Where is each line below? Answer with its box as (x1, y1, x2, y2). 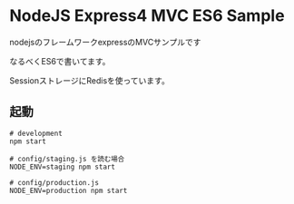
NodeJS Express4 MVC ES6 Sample (9, 5, 285, 26)
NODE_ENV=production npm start (9, 186, 128, 195)
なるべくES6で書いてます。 (9, 55, 111, 66)
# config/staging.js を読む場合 (9, 154, 125, 163)
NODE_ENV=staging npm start (9, 162, 116, 171)
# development (9, 129, 64, 138)
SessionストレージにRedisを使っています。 (9, 74, 170, 86)
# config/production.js (9, 178, 100, 187)
